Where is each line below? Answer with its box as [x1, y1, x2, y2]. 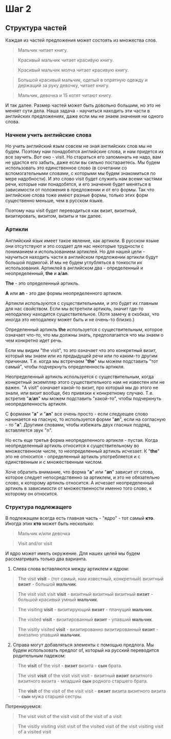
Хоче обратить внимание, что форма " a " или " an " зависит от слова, [5, 469, 155, 475]
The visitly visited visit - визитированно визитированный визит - [17, 626, 159, 632]
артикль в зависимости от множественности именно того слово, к [5, 485, 152, 491]
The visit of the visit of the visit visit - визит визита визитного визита [17, 688, 166, 694]
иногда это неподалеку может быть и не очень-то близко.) [5, 316, 135, 322]
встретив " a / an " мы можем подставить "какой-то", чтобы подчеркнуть [5, 395, 161, 401]
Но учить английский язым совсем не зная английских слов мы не [5, 143, 152, 149]
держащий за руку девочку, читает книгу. [17, 83, 110, 88]
